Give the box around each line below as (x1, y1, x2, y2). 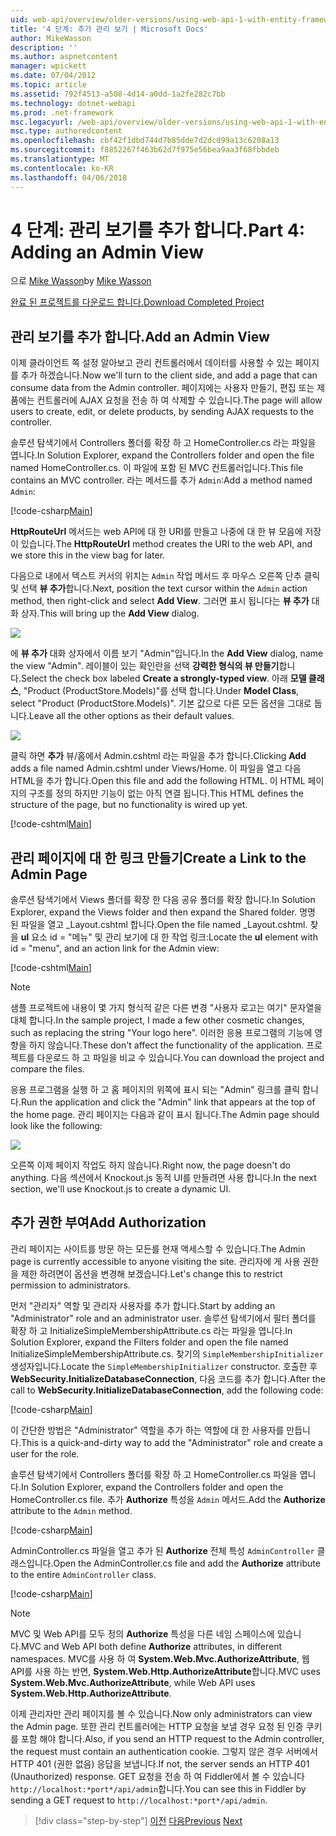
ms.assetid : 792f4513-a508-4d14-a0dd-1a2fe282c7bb (10, 89, 226, 99)
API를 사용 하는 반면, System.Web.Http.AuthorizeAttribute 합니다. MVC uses (10, 1665, 321, 1677)
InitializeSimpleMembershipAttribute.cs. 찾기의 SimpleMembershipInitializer (10, 1347, 324, 1360)
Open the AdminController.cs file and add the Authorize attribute (53, 1557, 321, 1569)
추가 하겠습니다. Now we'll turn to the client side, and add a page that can (20, 369, 318, 381)
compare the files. (10, 1063, 85, 1075)
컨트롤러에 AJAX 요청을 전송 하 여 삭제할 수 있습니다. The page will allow (36, 394, 323, 406)
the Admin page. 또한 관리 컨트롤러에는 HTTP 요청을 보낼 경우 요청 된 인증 (10, 1720, 304, 1732)
